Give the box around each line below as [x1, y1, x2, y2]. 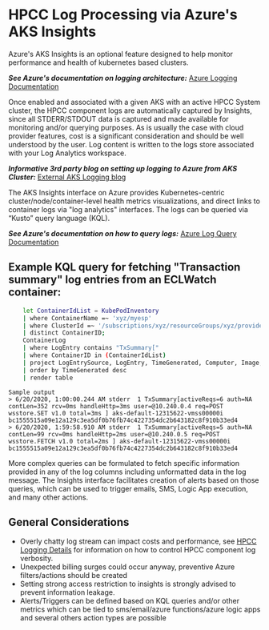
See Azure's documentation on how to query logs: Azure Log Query [8, 228, 238, 238]
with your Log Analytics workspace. [8, 148, 126, 158]
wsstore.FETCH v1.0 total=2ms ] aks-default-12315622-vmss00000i [8, 437, 231, 445]
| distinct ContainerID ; [22, 329, 106, 337]
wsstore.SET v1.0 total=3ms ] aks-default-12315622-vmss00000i [8, 409, 224, 417]
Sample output [8, 388, 56, 396]
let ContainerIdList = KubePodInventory [22, 307, 159, 315]
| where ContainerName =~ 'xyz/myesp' [22, 314, 152, 322]
